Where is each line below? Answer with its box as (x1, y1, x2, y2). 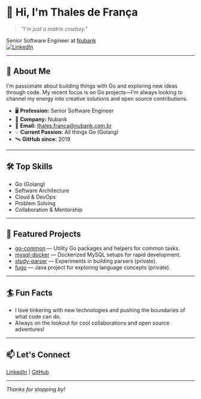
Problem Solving (14, 199, 56, 206)
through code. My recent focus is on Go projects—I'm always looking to (6, 88, 184, 95)
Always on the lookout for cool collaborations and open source (14, 319, 170, 326)
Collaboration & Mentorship (14, 206, 83, 213)
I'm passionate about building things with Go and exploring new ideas (6, 82, 178, 89)
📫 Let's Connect (6, 349, 71, 359)
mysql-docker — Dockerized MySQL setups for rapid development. (14, 251, 181, 259)
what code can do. (14, 313, 62, 320)
